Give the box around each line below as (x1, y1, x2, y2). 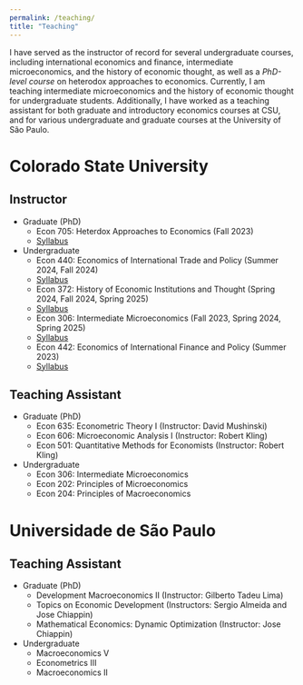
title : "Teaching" (9, 22, 79, 31)
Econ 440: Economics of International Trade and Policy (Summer (35, 254, 279, 265)
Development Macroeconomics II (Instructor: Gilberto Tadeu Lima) (35, 590, 284, 601)
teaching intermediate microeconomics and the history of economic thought (9, 85, 294, 96)
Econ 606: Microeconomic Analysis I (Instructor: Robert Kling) (35, 431, 268, 442)
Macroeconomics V (35, 648, 110, 659)
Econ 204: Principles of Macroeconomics (35, 488, 191, 500)
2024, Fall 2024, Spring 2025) (35, 293, 150, 304)
